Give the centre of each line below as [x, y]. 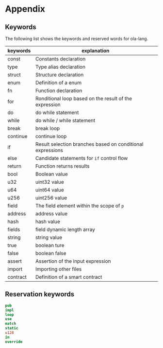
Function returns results [63, 166]
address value [52, 214]
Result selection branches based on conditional [90, 144]
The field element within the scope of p [80, 206]
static [12, 328]
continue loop [51, 136]
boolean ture [50, 245]
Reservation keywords [40, 294]
